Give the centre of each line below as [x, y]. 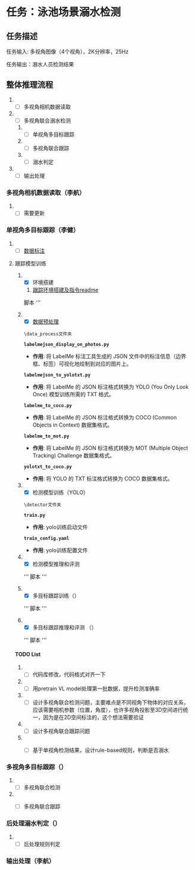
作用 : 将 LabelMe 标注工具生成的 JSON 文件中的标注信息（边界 [109, 356]
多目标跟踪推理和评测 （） [65, 628]
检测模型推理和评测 [56, 564]
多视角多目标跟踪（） [37, 767]
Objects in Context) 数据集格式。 [73, 425]
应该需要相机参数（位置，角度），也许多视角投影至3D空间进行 [108, 709]
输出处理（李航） [31, 861]
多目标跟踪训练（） [56, 596]
